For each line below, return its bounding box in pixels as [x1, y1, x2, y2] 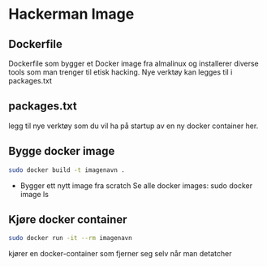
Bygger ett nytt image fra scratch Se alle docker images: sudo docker [19, 180, 253, 191]
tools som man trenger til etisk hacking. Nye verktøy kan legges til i [8, 67, 233, 77]
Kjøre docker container [8, 212, 127, 226]
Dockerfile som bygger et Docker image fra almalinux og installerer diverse [8, 58, 260, 68]
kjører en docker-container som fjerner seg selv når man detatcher [8, 249, 232, 259]
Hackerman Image [8, 5, 135, 24]
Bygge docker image [8, 144, 115, 158]
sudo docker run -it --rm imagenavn [8, 234, 132, 242]
